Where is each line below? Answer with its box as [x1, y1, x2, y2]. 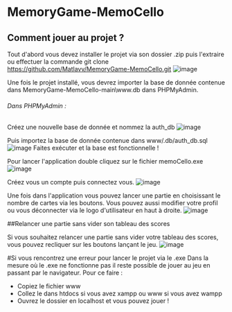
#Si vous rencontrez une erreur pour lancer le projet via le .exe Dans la [7, 254, 209, 262]
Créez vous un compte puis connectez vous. [7, 178, 135, 187]
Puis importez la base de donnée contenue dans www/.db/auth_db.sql [7, 137, 208, 145]
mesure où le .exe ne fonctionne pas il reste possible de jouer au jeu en [7, 261, 211, 270]
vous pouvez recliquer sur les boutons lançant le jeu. [7, 241, 158, 249]
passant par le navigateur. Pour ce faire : [7, 268, 123, 277]
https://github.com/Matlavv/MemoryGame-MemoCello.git [7, 65, 172, 73]
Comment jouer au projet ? [7, 32, 125, 44]
